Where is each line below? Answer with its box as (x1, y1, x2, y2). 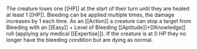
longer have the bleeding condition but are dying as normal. (6, 37, 153, 43)
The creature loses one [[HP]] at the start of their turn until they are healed (6, 5, 190, 12)
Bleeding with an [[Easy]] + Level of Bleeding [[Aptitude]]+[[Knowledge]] (6, 24, 186, 31)
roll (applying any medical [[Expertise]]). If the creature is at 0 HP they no (6, 30, 186, 37)
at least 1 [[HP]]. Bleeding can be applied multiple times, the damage (6, 11, 175, 18)
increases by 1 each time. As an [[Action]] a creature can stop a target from (6, 18, 192, 24)
